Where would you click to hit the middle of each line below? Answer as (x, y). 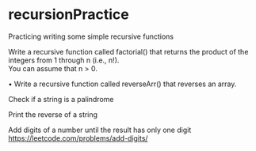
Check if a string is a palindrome (61, 99)
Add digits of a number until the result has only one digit (100, 130)
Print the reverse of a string (53, 114)
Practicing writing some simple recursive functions (91, 36)
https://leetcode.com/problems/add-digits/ (78, 138)
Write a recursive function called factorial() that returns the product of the (128, 51)
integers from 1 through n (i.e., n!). (64, 60)
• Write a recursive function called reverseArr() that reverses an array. (122, 84)
